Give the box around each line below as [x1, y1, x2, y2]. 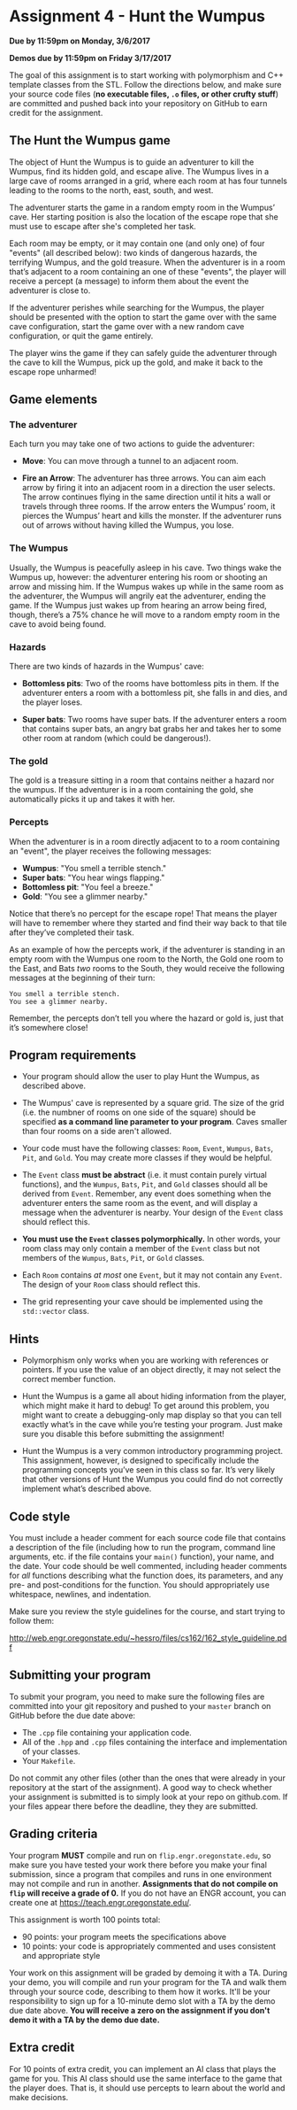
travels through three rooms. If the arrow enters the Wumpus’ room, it [21, 501, 276, 512]
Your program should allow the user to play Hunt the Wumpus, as [21, 1071, 260, 1082]
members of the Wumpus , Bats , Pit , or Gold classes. [21, 1253, 205, 1264]
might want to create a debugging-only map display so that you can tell [21, 1410, 282, 1420]
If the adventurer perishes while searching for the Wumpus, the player [9, 302, 265, 313]
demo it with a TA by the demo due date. [9, 2014, 161, 2025]
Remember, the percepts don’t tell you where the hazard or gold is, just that [9, 1012, 285, 1024]
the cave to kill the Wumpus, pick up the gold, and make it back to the [9, 357, 263, 367]
